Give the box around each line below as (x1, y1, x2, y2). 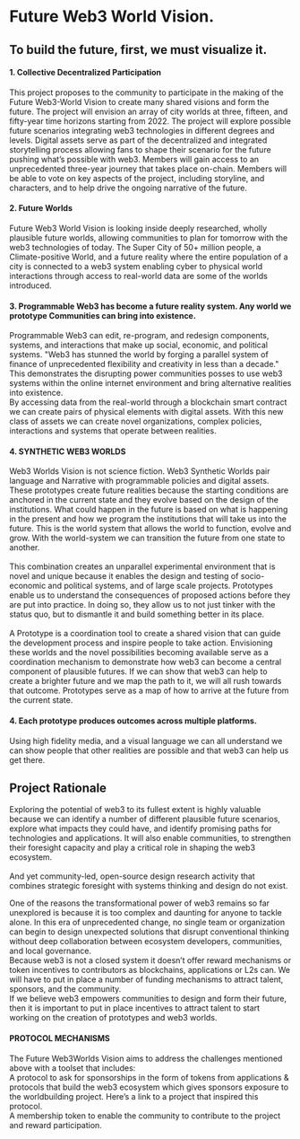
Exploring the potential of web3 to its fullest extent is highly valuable (9, 804, 261, 815)
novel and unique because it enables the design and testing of (9, 571, 239, 582)
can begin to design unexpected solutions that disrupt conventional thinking (9, 926, 289, 937)
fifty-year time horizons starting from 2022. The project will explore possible (9, 115, 291, 127)
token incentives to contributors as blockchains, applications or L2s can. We (9, 965, 291, 976)
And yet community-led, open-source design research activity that (9, 871, 255, 881)
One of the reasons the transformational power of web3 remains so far (9, 898, 270, 908)
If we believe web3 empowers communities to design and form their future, (9, 994, 287, 1004)
